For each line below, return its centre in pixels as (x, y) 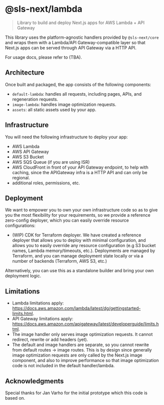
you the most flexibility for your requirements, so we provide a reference (78, 215)
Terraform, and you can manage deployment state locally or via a (78, 256)
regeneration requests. (35, 99)
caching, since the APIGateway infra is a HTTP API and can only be (80, 172)
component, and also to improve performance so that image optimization (85, 360)
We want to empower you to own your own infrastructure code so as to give (81, 210)
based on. (15, 398)
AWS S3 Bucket (28, 157)
